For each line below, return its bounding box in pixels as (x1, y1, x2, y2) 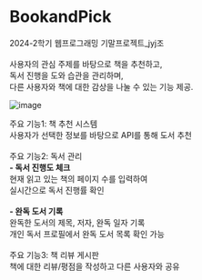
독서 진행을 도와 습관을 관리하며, (9, 70, 125, 81)
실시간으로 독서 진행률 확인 (9, 185, 105, 195)
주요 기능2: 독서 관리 (9, 150, 83, 161)
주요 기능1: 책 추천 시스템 (9, 118, 98, 129)
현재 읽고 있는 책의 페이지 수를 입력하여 (9, 173, 148, 184)
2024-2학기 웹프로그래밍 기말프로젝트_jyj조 (9, 37, 165, 48)
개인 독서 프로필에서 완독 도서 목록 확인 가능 (9, 228, 166, 239)
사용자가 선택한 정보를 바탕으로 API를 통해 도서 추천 (9, 129, 193, 140)
